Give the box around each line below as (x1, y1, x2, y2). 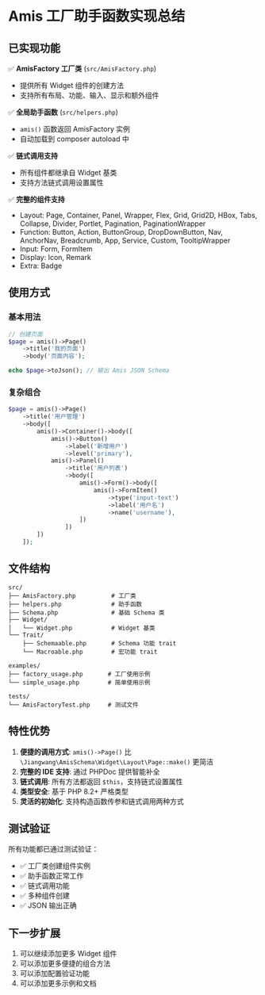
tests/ (8, 692, 30, 700)
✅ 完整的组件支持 (8, 195, 65, 204)
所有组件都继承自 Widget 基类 (19, 168, 117, 177)
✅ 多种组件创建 (19, 891, 70, 901)
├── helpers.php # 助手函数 (8, 600, 143, 608)
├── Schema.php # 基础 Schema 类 (8, 608, 165, 617)
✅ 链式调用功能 (19, 881, 70, 890)
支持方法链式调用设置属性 (19, 178, 104, 187)
